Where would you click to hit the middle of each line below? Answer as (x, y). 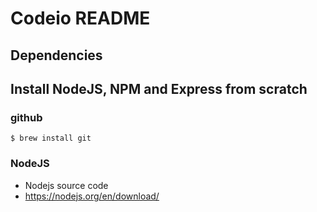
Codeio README (80, 18)
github (26, 117)
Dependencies (56, 55)
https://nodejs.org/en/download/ (92, 196)
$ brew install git (51, 138)
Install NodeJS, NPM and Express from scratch (159, 88)
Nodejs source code (66, 185)
